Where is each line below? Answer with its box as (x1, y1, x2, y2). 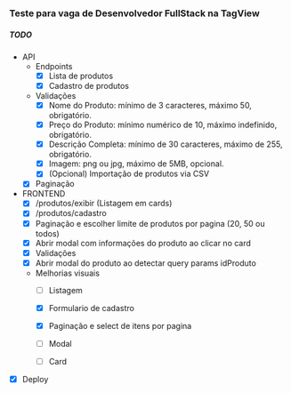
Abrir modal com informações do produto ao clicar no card (35, 237, 252, 248)
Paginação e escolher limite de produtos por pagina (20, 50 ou (35, 218, 265, 229)
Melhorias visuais (35, 268, 101, 278)
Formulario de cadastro (48, 302, 135, 313)
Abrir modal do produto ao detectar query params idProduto (35, 257, 256, 269)
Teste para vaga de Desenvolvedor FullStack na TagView (9, 7, 260, 20)
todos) (35, 228, 60, 238)
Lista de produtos (48, 70, 114, 81)
